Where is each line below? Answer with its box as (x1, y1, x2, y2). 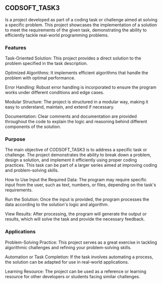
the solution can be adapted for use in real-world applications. (5, 259, 129, 265)
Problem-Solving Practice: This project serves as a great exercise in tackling (5, 239, 157, 245)
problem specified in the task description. (5, 61, 88, 66)
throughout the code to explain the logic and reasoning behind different (5, 119, 147, 125)
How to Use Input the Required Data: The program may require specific (5, 177, 147, 183)
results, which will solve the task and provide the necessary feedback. (5, 216, 145, 222)
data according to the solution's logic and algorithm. (5, 202, 109, 207)
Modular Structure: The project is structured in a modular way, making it (5, 99, 148, 105)
